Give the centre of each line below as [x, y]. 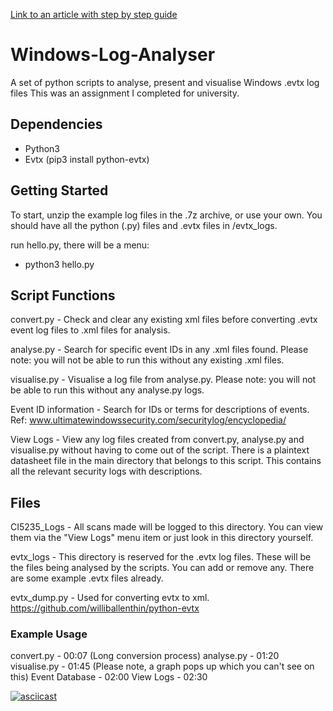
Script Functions [63, 295]
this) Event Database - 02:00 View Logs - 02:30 [109, 677]
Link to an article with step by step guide [94, 14]
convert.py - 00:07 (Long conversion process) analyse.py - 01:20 [145, 656]
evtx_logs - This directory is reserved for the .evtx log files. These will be [161, 557]
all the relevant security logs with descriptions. [106, 471]
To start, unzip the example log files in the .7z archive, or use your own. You [166, 215]
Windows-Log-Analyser [113, 55]
